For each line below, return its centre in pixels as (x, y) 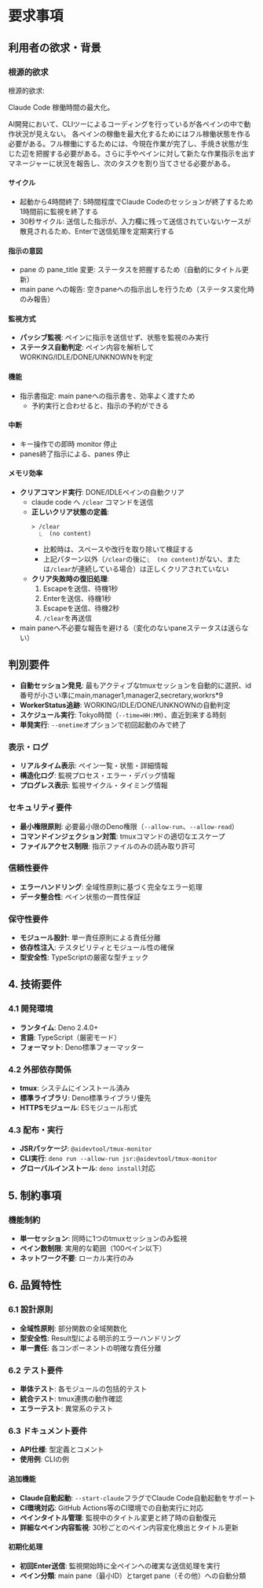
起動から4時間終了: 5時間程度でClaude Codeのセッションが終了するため (136, 202)
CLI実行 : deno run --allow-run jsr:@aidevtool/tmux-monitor (118, 1159)
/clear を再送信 (68, 618)
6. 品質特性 (35, 1286)
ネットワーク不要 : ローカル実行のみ (77, 1258)
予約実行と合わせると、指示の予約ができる (100, 405)
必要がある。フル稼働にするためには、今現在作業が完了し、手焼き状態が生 (129, 143)
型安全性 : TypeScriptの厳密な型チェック (84, 957)
